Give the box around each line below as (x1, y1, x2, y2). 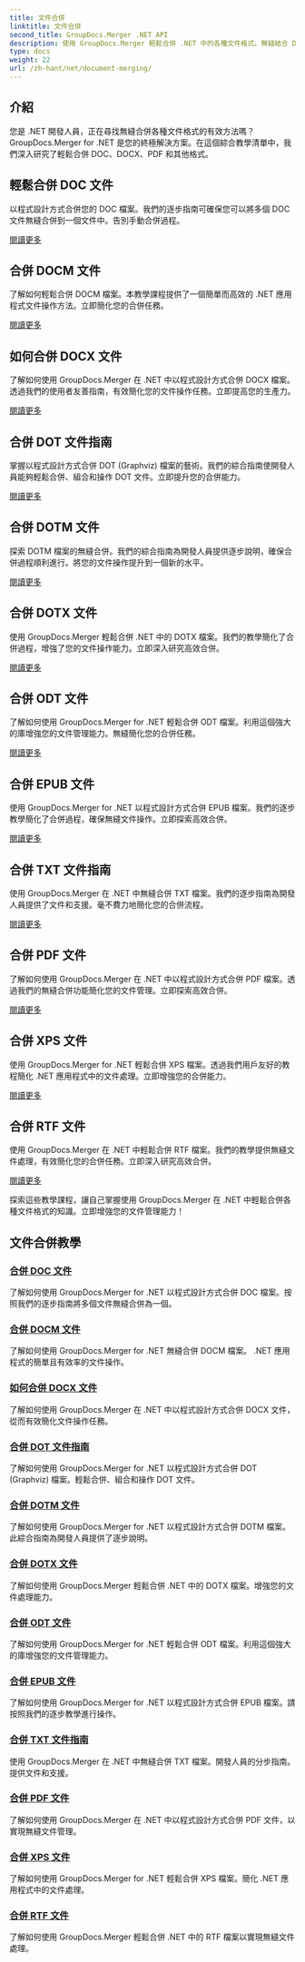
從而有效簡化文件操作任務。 (9, 1415, 113, 1426)
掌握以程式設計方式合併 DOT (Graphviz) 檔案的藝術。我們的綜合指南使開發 (9, 459, 288, 470)
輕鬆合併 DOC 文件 (9, 178, 113, 193)
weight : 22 (9, 55, 51, 64)
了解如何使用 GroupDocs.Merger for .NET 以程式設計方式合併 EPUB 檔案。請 (9, 1697, 296, 1708)
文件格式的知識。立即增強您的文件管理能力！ (16, 1206, 184, 1217)
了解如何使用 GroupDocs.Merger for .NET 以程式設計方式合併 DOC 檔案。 (9, 1287, 284, 1298)
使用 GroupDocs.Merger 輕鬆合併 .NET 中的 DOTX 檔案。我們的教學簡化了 (9, 631, 287, 642)
